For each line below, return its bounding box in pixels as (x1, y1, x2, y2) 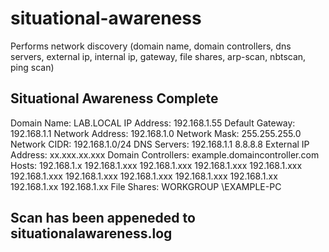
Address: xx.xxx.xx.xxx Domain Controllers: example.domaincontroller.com (10, 148, 320, 161)
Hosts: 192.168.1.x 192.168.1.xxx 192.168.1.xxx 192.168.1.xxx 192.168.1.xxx (10, 159, 303, 171)
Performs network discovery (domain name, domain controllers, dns (10, 40, 292, 52)
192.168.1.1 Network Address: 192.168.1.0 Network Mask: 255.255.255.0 (10, 127, 302, 139)
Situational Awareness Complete (10, 90, 219, 107)
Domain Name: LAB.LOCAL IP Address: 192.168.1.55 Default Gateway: (10, 117, 296, 129)
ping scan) (10, 61, 55, 73)
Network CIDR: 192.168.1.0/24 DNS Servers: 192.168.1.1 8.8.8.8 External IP (10, 138, 310, 150)
